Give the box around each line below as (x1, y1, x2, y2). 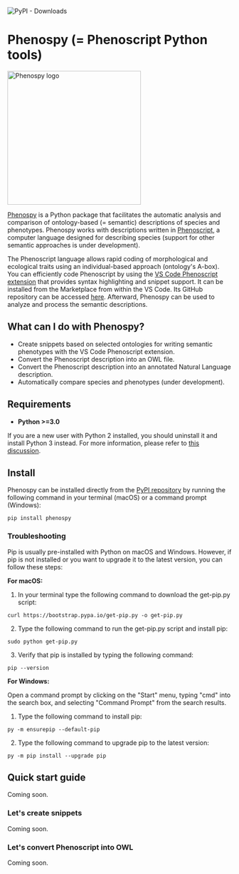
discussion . (7, 446, 41, 454)
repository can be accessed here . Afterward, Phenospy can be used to (7, 293, 215, 301)
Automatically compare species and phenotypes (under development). (17, 377, 225, 386)
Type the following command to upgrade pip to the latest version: (17, 738, 210, 747)
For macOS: (7, 576, 43, 585)
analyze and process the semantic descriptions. (7, 300, 148, 308)
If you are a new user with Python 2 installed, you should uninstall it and (7, 431, 218, 439)
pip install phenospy (7, 514, 72, 522)
